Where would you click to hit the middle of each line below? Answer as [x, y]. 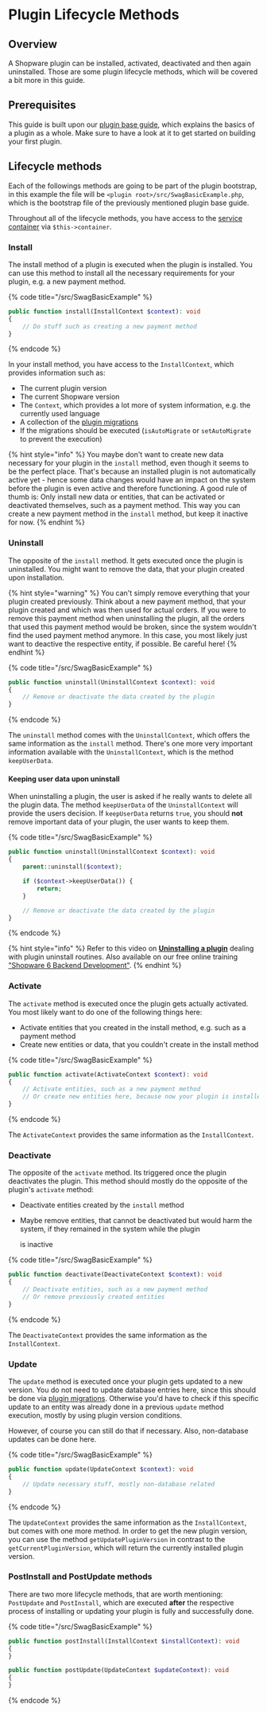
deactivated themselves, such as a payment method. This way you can [124, 506]
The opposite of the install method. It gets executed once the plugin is [126, 561]
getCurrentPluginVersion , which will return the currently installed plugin [126, 1548]
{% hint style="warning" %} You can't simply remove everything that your [129, 592]
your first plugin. [35, 141]
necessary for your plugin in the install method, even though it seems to [128, 463]
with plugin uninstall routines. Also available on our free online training [123, 957]
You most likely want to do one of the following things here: [105, 1012]
